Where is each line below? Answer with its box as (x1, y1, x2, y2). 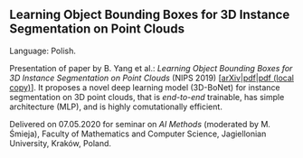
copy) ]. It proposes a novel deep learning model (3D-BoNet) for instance (9, 81, 280, 93)
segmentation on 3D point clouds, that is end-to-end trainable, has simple (9, 91, 285, 102)
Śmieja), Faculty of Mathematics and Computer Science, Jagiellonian (9, 128, 267, 139)
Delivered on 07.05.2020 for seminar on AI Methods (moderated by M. (9, 118, 271, 129)
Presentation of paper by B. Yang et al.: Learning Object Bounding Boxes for (9, 62, 293, 73)
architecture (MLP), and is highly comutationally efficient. (9, 101, 223, 112)
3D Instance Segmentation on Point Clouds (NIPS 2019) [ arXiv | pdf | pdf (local (9, 72, 294, 83)
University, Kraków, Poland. (9, 137, 111, 148)
